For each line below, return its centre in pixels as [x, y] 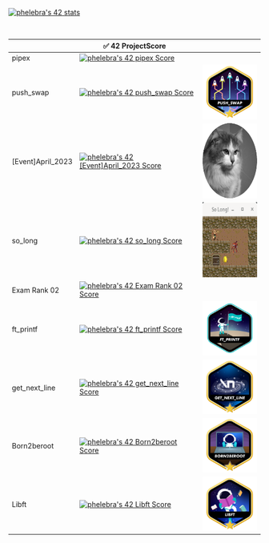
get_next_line [34, 388]
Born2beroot [33, 446]
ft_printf [25, 329]
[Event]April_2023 [42, 161]
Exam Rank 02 [36, 290]
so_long [25, 241]
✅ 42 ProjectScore [134, 46]
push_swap [30, 93]
